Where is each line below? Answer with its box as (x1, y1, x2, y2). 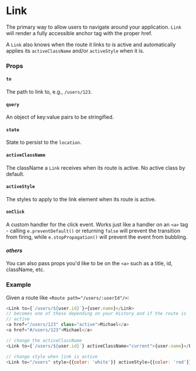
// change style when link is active (6, 353, 98, 359)
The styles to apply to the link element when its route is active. (6, 195, 156, 202)
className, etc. (6, 266, 45, 273)
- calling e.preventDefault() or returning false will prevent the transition (6, 227, 181, 235)
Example (6, 281, 32, 289)
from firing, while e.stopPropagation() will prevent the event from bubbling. (6, 233, 188, 241)
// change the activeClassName (6, 338, 82, 343)
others (6, 247, 23, 254)
